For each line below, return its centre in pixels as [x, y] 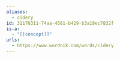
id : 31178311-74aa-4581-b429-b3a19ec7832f [60, 23]
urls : [13, 40]
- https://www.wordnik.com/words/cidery [63, 46]
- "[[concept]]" [32, 34]
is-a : [13, 29]
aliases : [17, 12]
